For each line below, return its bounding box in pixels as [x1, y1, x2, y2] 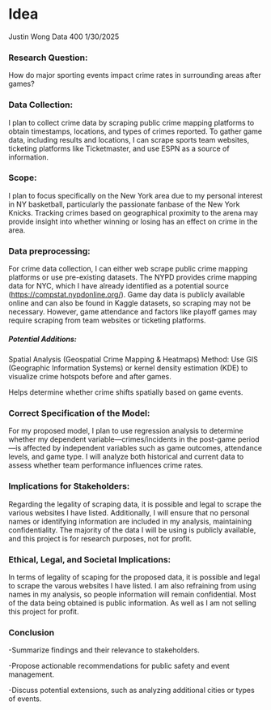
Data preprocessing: [8, 245, 91, 256]
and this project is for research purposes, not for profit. [8, 533, 193, 543]
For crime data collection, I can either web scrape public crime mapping [8, 264, 248, 274]
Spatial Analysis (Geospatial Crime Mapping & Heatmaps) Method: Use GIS [8, 354, 259, 365]
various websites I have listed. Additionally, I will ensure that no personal [8, 507, 250, 517]
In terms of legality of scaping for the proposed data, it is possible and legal [8, 572, 260, 582]
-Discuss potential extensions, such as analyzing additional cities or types [8, 686, 255, 695]
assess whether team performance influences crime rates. [8, 460, 204, 470]
